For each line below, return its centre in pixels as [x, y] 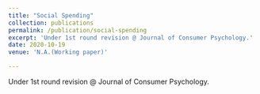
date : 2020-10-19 [37, 45]
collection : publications [51, 23]
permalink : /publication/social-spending [78, 30]
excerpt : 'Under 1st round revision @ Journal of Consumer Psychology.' [131, 38]
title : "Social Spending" [51, 15]
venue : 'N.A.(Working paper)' [58, 52]
